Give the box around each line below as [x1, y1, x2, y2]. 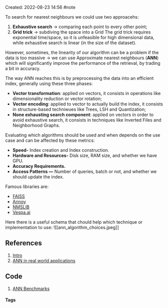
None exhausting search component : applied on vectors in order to [12, 112, 154, 118]
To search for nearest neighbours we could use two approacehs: [5, 14, 139, 20]
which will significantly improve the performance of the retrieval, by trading [5, 60, 160, 66]
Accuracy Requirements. [12, 163, 66, 169]
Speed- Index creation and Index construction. [12, 147, 109, 153]
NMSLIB [12, 204, 30, 210]
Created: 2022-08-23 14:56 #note [5, 5, 76, 10]
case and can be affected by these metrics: [5, 138, 95, 143]
